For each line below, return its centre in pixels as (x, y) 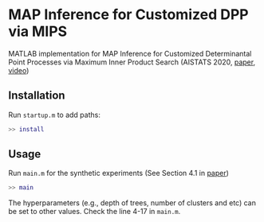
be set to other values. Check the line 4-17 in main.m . (95, 212)
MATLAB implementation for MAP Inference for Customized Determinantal (130, 53)
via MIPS (38, 31)
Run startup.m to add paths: (55, 115)
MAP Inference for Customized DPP (128, 15)
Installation (37, 96)
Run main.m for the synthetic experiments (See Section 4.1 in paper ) (119, 173)
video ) (19, 70)
